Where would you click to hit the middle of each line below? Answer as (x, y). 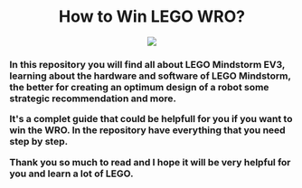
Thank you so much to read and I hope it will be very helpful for (150, 162)
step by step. (39, 142)
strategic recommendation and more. (93, 99)
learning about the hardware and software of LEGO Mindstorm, (150, 76)
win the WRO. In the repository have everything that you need (148, 130)
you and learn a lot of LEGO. (71, 174)
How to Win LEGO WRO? (152, 17)
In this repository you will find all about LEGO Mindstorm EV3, (147, 64)
